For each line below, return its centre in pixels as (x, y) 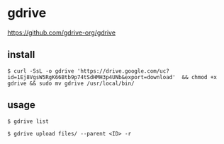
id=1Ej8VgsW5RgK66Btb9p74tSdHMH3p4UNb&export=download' (91, 77)
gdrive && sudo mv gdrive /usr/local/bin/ (71, 83)
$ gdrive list (28, 121)
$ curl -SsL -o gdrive (41, 71)
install (21, 55)
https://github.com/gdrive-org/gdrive (61, 32)
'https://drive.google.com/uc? (123, 71)
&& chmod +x (200, 77)
